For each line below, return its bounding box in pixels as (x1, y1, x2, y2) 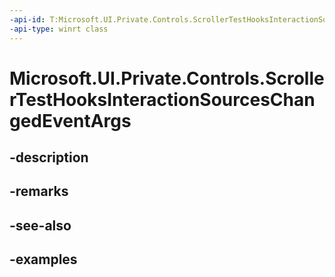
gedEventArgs (9, 109, 132, 132)
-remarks (9, 183, 69, 200)
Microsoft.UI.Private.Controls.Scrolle (9, 67, 325, 90)
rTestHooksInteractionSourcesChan (9, 88, 316, 111)
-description (9, 149, 89, 166)
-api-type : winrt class (9, 24, 109, 34)
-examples (9, 251, 78, 268)
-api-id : (9, 14, 46, 25)
